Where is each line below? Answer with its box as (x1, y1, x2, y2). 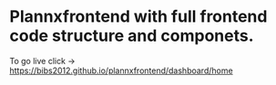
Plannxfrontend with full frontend (9, 6, 268, 27)
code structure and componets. (9, 25, 254, 46)
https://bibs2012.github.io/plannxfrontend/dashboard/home (9, 65, 234, 76)
